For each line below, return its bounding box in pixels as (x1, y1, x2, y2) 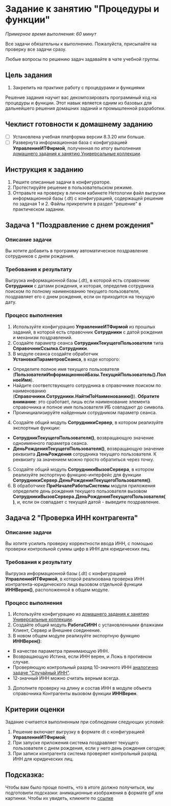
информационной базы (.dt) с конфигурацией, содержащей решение (12, 195, 164, 201)
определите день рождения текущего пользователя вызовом (12, 488, 147, 494)
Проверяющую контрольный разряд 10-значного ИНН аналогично (12, 665, 158, 671)
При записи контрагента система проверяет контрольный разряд (12, 750, 157, 756)
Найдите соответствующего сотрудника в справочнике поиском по (12, 382, 161, 388)
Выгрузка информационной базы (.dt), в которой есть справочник (5, 277, 150, 283)
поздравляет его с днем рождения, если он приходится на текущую (5, 294, 155, 300)
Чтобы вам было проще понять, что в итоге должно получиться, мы (5, 784, 154, 790)
